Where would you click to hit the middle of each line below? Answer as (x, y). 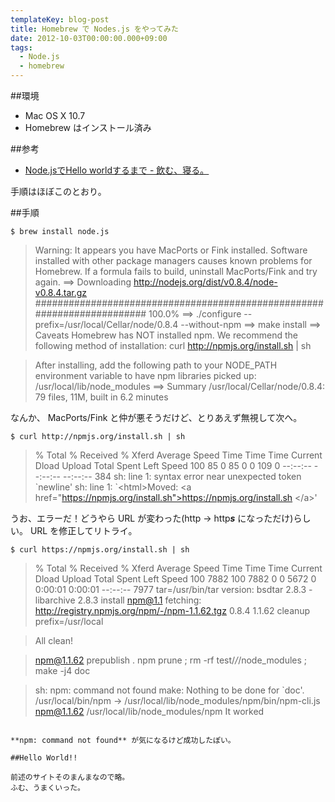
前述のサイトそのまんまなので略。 (70, 777)
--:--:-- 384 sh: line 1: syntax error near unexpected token (182, 476)
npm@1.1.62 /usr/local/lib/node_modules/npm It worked (149, 711)
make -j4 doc (62, 670)
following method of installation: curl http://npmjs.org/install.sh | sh (173, 345)
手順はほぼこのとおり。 (58, 191)
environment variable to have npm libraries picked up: (145, 375)
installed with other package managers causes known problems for (173, 260)
